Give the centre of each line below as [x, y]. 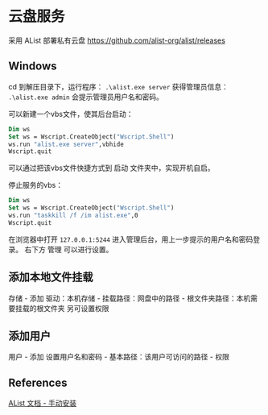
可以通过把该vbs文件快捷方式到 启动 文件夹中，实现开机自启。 [111, 168]
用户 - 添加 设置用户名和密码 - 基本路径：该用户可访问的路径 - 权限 [119, 357]
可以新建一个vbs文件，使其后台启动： [71, 114]
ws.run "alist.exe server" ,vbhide [66, 144]
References [38, 382]
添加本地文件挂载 [51, 278]
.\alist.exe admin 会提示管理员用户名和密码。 [86, 97]
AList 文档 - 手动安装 [43, 403]
